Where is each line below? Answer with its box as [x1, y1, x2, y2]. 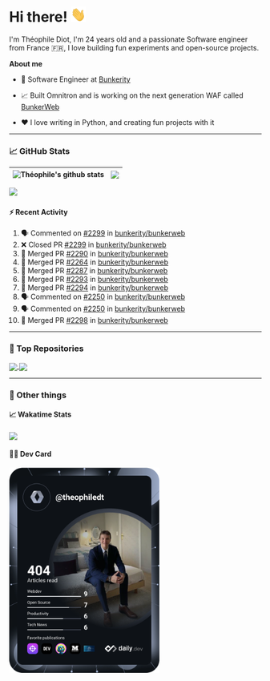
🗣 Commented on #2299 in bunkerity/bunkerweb [20, 228, 186, 238]
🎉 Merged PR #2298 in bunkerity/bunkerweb [20, 316, 169, 325]
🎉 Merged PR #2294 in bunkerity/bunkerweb [20, 283, 169, 292]
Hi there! [9, 8, 68, 26]
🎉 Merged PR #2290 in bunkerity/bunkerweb [20, 249, 169, 259]
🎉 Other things [9, 389, 67, 401]
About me [9, 58, 43, 68]
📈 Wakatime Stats [9, 409, 72, 419]
